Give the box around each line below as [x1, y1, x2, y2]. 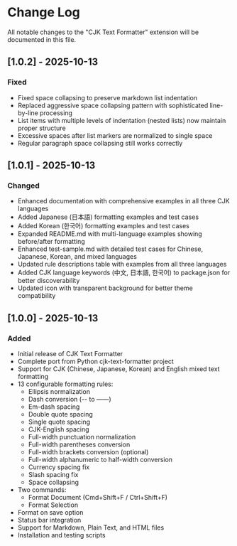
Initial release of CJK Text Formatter [17, 350, 123, 358]
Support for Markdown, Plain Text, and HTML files [17, 523, 165, 532]
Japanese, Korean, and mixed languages [17, 252, 137, 261]
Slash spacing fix [28, 471, 79, 478]
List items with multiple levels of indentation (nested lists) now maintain [17, 116, 226, 124]
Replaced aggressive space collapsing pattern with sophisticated [17, 101, 209, 109]
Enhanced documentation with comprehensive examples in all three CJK [17, 197, 230, 205]
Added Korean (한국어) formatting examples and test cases [17, 222, 190, 230]
